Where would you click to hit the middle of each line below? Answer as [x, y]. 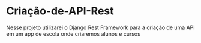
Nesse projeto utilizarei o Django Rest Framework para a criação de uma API [100, 27]
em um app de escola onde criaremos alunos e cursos [73, 33]
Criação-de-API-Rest [60, 11]
